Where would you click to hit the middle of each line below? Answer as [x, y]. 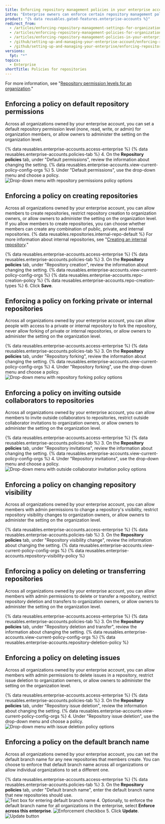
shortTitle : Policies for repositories [46, 70]
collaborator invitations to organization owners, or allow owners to [72, 423]
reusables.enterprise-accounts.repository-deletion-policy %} [67, 642]
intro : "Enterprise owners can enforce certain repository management [79, 14]
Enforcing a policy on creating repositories [72, 196]
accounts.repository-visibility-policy [41, 556]
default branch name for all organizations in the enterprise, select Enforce [80, 805]
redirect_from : [21, 23]
